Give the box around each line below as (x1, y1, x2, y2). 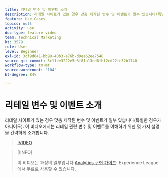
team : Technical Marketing (5, 35, 61, 40)
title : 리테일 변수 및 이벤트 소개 (5, 7, 68, 12)
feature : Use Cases (5, 16, 46, 21)
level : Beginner (5, 49, 39, 54)
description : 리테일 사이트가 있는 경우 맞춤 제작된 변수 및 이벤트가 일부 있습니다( (5, 12, 158, 17)
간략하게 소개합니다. (10, 129, 49, 135)
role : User (5, 44, 28, 49)
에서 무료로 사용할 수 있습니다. (17, 166, 76, 172)
